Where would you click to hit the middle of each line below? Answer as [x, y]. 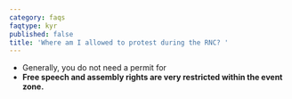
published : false [41, 34]
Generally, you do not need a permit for [94, 68]
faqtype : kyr [33, 26]
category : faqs [37, 17]
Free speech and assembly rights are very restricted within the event [152, 78]
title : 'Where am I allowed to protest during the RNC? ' [119, 42]
